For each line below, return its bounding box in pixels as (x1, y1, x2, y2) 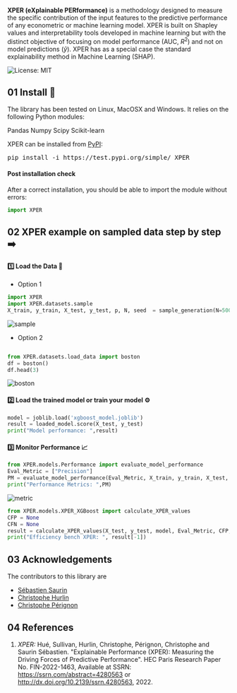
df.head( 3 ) (7, 366, 39, 373)
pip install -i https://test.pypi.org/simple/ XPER (7, 153, 190, 162)
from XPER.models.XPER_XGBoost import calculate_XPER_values (7, 507, 191, 515)
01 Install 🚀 (7, 86, 56, 98)
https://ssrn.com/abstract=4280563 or (17, 670, 131, 678)
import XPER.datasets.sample (7, 301, 93, 308)
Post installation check (7, 170, 76, 178)
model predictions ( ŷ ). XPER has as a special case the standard (7, 45, 192, 53)
